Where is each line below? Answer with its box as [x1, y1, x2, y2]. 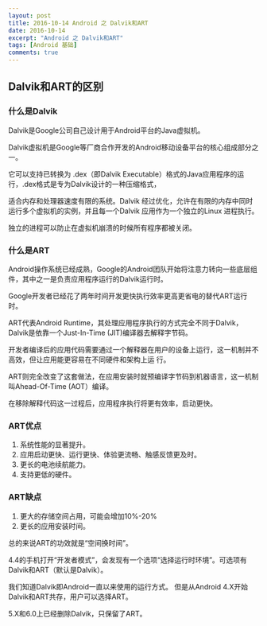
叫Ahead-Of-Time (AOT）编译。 [8, 381, 114, 391]
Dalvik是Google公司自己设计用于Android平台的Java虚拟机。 [8, 125, 205, 135]
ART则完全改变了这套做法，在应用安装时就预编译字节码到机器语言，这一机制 [8, 371, 259, 381]
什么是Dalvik [8, 106, 58, 117]
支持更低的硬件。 [19, 470, 76, 480]
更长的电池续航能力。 [19, 460, 90, 469]
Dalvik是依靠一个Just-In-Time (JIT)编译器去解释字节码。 [8, 328, 193, 337]
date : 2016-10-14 [8, 26, 66, 34]
